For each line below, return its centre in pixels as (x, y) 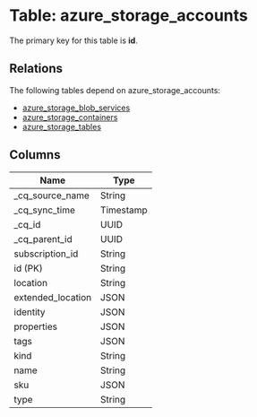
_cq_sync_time (45, 210)
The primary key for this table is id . (74, 40)
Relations (36, 69)
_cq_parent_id (43, 239)
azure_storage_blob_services (76, 108)
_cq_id (27, 224)
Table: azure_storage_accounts (129, 16)
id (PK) (28, 268)
